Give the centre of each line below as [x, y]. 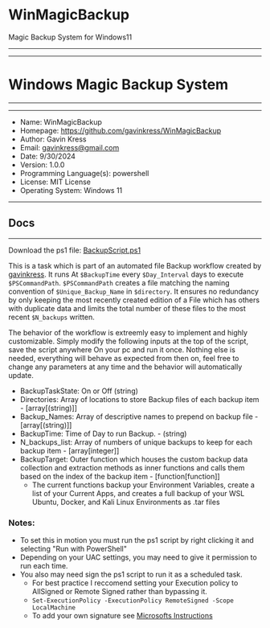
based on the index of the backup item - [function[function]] [120, 476]
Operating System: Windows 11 [71, 190]
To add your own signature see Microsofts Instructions [122, 615]
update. [21, 375]
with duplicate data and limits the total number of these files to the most [127, 308]
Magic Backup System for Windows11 [70, 37]
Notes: [22, 523]
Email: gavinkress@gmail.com [70, 147]
